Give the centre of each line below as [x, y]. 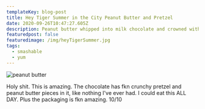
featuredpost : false [33, 35]
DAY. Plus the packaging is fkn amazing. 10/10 [64, 99]
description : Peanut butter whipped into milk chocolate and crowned [97, 29]
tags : [13, 46]
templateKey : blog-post [37, 12]
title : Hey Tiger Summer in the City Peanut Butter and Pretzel [90, 18]
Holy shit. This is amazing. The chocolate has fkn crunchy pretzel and [94, 86]
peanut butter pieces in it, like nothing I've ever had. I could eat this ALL [96, 93]
